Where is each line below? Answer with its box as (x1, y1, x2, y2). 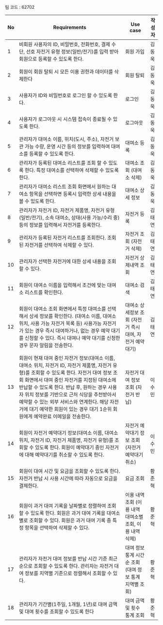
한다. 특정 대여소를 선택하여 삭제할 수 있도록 (25, 167, 119, 174)
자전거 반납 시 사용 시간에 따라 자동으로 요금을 (19, 475, 118, 482)
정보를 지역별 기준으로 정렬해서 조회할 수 (25, 570, 112, 576)
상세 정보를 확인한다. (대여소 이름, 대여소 (29, 313, 116, 320)
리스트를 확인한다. (25, 289, 64, 296)
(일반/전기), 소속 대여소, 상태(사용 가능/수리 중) (19, 214, 120, 221)
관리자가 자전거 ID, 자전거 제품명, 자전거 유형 (19, 207, 115, 214)
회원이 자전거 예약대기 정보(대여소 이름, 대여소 (19, 429, 118, 436)
